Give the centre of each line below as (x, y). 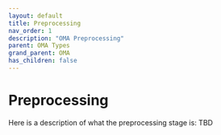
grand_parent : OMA (39, 53)
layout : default (35, 16)
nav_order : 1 (30, 31)
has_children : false (43, 61)
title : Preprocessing (45, 23)
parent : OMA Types (39, 46)
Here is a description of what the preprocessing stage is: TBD (111, 122)
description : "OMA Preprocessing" (67, 38)
